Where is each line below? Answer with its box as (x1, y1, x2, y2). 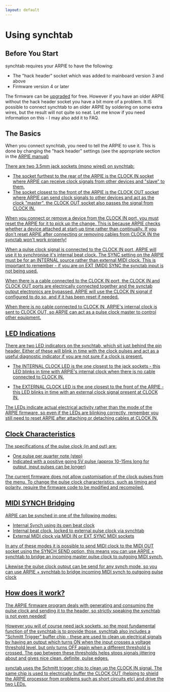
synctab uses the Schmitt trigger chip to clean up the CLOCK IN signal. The (5, 665, 162, 671)
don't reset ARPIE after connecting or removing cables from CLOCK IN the (5, 231, 160, 237)
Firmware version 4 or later (12, 83, 69, 89)
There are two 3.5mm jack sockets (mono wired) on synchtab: (5, 163, 135, 170)
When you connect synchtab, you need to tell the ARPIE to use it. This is (5, 143, 156, 149)
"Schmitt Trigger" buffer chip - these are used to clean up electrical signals (5, 633, 162, 639)
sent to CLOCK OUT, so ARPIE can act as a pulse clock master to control (5, 309, 157, 315)
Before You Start (5, 49, 59, 58)
